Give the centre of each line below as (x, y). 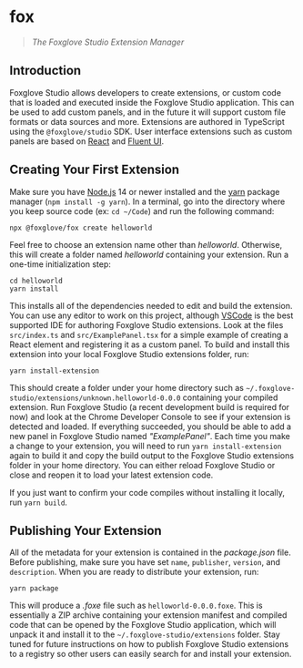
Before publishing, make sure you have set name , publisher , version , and (145, 562)
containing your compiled (230, 397)
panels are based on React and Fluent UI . (87, 141)
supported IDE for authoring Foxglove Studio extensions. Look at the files (146, 324)
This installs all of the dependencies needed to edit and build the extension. (151, 305)
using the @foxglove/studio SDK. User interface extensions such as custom (151, 131)
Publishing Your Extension (86, 530)
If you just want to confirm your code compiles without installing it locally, (147, 492)
